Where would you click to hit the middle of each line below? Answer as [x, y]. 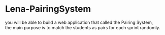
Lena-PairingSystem [48, 9]
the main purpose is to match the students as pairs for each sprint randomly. [83, 27]
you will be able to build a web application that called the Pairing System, [79, 22]
